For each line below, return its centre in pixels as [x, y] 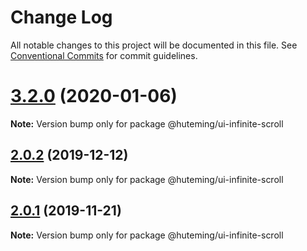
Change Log [61, 17]
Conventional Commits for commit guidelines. [104, 55]
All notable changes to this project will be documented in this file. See [154, 45]
